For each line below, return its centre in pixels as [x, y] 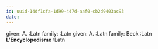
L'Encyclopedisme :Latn [36, 40]
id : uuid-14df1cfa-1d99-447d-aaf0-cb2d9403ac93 [65, 11]
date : [13, 17]
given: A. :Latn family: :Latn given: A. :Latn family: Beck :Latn [79, 33]
